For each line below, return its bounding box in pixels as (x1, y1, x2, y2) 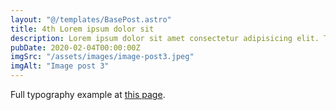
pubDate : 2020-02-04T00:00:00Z (10, 42, 141, 53)
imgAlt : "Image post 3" (10, 61, 110, 71)
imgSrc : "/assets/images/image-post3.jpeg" (10, 52, 195, 62)
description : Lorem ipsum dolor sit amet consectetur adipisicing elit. (10, 33, 320, 43)
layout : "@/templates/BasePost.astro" (10, 14, 172, 25)
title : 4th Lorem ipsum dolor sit (10, 24, 155, 34)
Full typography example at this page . (10, 89, 166, 100)
